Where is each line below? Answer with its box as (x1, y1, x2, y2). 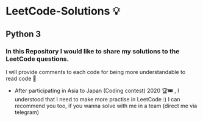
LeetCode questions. (5, 55, 69, 63)
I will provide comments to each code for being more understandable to (5, 68, 186, 75)
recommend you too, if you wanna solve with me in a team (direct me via (14, 102, 198, 109)
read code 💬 (5, 75, 37, 82)
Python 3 (5, 29, 41, 39)
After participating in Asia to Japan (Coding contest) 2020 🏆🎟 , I (14, 87, 179, 94)
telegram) (14, 108, 40, 116)
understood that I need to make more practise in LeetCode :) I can (14, 95, 180, 103)
